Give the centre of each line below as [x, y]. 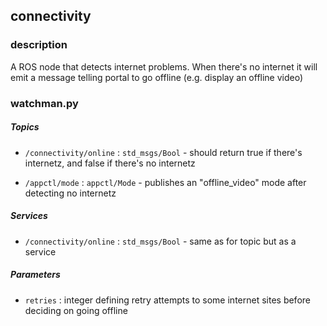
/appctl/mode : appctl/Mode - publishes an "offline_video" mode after [165, 182]
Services [29, 216]
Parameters [35, 275]
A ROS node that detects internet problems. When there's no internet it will [164, 66]
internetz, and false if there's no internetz [110, 163]
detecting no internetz [70, 193]
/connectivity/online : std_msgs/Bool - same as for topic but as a [160, 241]
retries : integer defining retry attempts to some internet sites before [167, 300]
